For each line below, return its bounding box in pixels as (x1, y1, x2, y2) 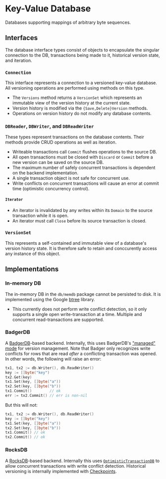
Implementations (5, 265, 59, 273)
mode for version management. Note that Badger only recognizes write (5, 345, 151, 351)
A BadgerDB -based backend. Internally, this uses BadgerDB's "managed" (5, 340, 156, 346)
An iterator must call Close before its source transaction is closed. (12, 217, 147, 223)
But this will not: (5, 402, 38, 408)
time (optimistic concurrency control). (12, 186, 90, 192)
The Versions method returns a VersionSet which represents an (12, 95, 142, 101)
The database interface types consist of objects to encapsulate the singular (5, 47, 160, 53)
